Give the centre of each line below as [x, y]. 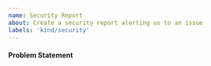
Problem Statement [41, 55]
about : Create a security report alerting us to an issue [105, 23]
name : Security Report [45, 15]
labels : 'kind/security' [49, 30]
